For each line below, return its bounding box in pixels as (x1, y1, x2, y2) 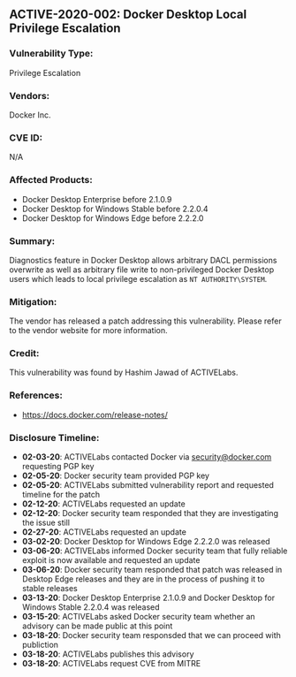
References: (9, 389, 64, 401)
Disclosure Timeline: (9, 431, 100, 444)
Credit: (9, 347, 40, 360)
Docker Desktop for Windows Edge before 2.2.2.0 (21, 212, 204, 224)
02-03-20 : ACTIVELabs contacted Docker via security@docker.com (21, 452, 272, 462)
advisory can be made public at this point (21, 620, 173, 631)
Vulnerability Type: (9, 48, 94, 60)
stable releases (21, 583, 78, 594)
